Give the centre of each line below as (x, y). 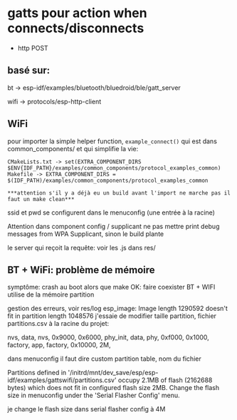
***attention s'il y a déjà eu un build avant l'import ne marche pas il (119, 193)
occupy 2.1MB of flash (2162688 (165, 380)
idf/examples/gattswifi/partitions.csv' (62, 380)
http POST (33, 48)
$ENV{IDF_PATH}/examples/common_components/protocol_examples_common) (114, 168)
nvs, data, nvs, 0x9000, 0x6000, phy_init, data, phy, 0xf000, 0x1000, (109, 337)
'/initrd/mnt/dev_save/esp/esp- (113, 373)
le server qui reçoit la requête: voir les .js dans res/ (82, 247)
